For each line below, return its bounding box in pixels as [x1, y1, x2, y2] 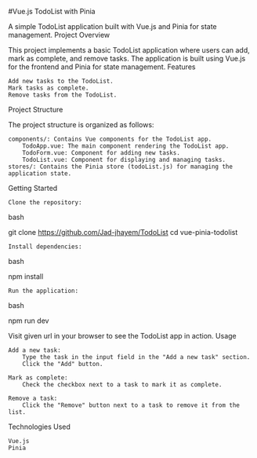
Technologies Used [8, 422, 71, 431]
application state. [8, 170, 72, 178]
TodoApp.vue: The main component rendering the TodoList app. [22, 142, 230, 150]
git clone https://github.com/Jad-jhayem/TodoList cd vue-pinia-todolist [8, 228, 238, 236]
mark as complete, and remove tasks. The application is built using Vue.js [8, 54, 246, 63]
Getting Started [8, 184, 58, 192]
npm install [8, 272, 44, 281]
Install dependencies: [8, 243, 82, 251]
